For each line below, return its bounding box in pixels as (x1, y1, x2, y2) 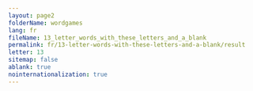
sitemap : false (8, 56, 59, 64)
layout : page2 (8, 11, 55, 20)
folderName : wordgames (8, 19, 83, 27)
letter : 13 (8, 48, 44, 56)
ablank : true (8, 63, 51, 71)
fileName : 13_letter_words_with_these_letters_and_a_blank (8, 33, 207, 42)
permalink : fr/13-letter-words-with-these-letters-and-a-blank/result (8, 41, 246, 49)
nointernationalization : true (8, 70, 108, 78)
